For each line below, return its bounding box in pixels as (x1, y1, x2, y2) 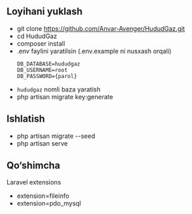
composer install (16, 39, 65, 48)
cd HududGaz (16, 32, 58, 40)
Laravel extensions (6, 178, 61, 187)
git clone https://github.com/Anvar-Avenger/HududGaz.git (16, 24, 186, 32)
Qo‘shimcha (6, 160, 60, 172)
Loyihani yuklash (6, 6, 83, 18)
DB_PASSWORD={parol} (16, 73, 77, 80)
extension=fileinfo (16, 191, 70, 200)
